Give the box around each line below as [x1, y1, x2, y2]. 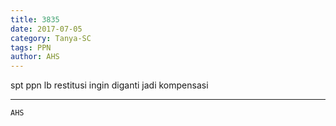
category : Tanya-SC [10, 33, 92, 43]
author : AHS [10, 52, 60, 62]
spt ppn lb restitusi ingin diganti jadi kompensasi [10, 79, 209, 91]
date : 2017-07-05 [10, 24, 83, 34]
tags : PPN [10, 42, 52, 53]
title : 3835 [10, 14, 60, 25]
